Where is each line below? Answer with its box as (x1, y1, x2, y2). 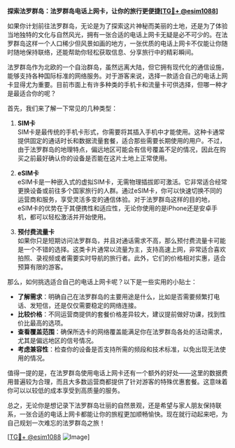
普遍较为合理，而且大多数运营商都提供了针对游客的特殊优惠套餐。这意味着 (13, 378, 228, 386)
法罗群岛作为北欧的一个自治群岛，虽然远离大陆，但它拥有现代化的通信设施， (7, 63, 228, 71)
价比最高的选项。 (17, 319, 67, 327)
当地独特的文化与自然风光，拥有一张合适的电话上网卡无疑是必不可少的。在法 (7, 31, 228, 39)
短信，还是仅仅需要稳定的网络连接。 (36, 301, 141, 309)
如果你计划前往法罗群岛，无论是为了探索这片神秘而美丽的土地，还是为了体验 (7, 22, 228, 30)
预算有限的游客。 (17, 263, 67, 271)
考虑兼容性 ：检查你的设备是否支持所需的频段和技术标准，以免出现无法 (17, 345, 220, 353)
